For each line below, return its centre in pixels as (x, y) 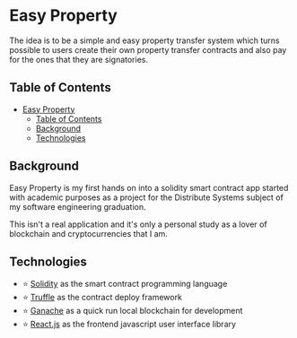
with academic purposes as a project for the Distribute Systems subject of (147, 197)
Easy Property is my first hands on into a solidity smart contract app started (149, 187)
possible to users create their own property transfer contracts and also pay (148, 49)
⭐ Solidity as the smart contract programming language (125, 284)
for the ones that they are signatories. (79, 59)
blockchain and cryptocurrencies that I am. (89, 233)
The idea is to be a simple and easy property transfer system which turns (144, 40)
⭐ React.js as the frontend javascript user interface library (129, 325)
